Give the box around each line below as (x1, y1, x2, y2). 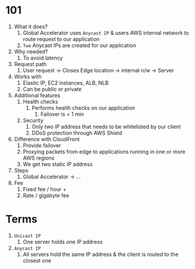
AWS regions (22, 154, 55, 161)
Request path (14, 60, 47, 68)
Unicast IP (14, 233, 41, 239)
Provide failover (22, 142, 61, 149)
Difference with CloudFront (14, 135, 80, 142)
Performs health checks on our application (31, 104, 135, 111)
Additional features (14, 92, 61, 99)
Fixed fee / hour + (22, 185, 67, 192)
